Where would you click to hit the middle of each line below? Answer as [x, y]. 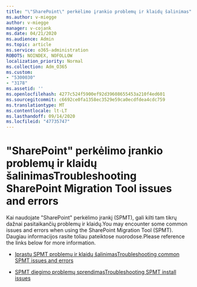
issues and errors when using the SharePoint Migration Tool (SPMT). [90, 230]
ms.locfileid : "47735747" [38, 122]
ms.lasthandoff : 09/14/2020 [41, 116]
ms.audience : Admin [30, 39]
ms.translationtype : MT [35, 105]
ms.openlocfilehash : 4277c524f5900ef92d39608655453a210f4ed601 [86, 94]
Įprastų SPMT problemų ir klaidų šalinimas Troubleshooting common [97, 254]
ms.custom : [20, 72]
